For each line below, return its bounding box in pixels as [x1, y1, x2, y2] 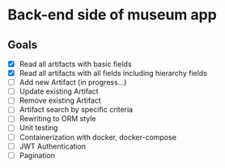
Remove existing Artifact [19, 95, 102, 106]
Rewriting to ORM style [19, 114, 96, 124]
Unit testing [19, 123, 58, 132]
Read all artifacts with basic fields [19, 59, 132, 69]
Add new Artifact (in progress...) [19, 78, 127, 87]
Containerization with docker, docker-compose [19, 132, 177, 142]
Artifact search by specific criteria [19, 105, 134, 115]
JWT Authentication [19, 141, 87, 151]
